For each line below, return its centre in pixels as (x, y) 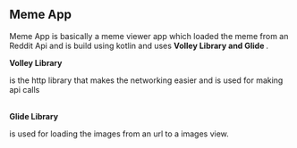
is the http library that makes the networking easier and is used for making (146, 80)
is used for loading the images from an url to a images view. (119, 134)
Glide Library (34, 116)
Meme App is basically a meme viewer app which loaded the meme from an (149, 36)
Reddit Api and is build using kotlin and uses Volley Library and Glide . (139, 45)
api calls (25, 89)
